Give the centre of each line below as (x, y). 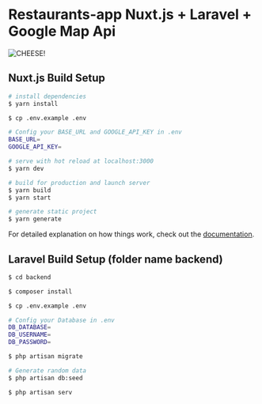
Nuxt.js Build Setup (57, 78)
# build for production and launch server (79, 183)
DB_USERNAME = (30, 335)
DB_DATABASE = (30, 327)
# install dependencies (47, 96)
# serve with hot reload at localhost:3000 (81, 161)
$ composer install (40, 291)
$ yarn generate (35, 219)
